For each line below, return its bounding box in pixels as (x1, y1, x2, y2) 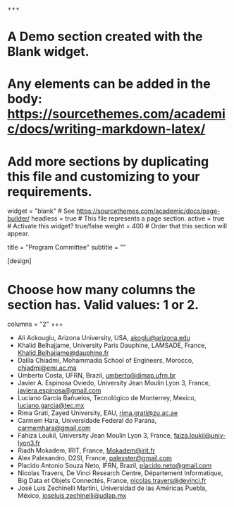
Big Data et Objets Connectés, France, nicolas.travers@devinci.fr (17, 477, 207, 485)
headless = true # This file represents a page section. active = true (31, 214, 225, 223)
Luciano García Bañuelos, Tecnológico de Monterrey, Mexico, (17, 394, 197, 402)
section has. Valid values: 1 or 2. (7, 296, 199, 313)
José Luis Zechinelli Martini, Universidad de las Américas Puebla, (17, 484, 207, 492)
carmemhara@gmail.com (17, 424, 91, 432)
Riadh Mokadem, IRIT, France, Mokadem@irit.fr (17, 446, 156, 455)
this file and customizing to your (7, 168, 200, 185)
